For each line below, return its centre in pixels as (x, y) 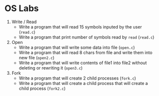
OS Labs (22, 8)
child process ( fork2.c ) (42, 88)
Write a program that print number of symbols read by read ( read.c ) (87, 37)
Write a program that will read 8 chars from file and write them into (86, 52)
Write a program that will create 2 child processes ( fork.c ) (78, 78)
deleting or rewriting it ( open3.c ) (51, 68)
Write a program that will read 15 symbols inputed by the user (80, 27)
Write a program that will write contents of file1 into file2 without (83, 63)
